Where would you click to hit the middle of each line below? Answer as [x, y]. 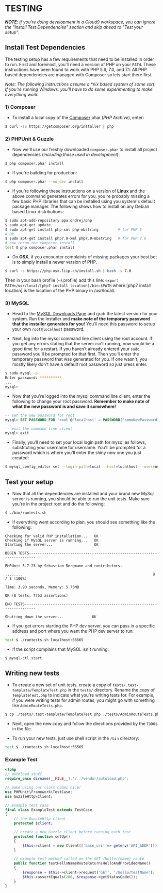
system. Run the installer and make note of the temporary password [81, 319]
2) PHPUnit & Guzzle [30, 139]
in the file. [22, 729]
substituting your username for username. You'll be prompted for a [79, 448]
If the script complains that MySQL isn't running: [60, 649]
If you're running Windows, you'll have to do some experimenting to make [79, 89]
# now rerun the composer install [40, 243]
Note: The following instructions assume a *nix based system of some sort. [81, 84]
